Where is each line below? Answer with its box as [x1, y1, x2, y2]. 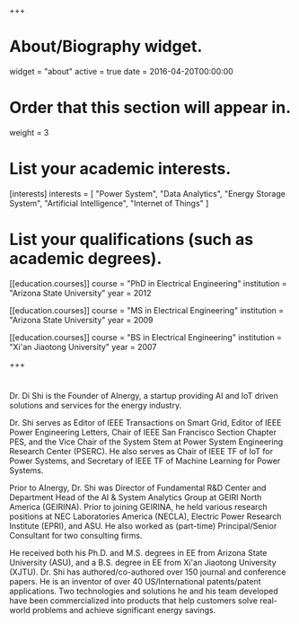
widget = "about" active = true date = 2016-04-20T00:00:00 [9, 66, 233, 76]
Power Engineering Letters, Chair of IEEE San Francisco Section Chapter [9, 426, 277, 437]
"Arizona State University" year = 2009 [9, 314, 154, 325]
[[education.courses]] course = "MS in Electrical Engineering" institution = [9, 304, 285, 315]
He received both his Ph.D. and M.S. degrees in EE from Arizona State [9, 547, 268, 558]
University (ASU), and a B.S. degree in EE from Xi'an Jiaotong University [9, 557, 277, 567]
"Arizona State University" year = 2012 [9, 287, 152, 298]
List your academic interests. [9, 159, 232, 180]
